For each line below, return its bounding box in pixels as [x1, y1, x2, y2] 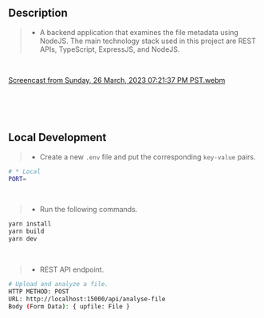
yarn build [8, 227, 45, 236]
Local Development [8, 131, 107, 144]
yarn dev [8, 235, 37, 243]
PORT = [8, 175, 26, 183]
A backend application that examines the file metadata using [39, 27, 239, 37]
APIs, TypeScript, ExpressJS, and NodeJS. [39, 44, 180, 54]
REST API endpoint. [39, 265, 104, 274]
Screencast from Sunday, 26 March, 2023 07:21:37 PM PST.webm [8, 75, 226, 84]
